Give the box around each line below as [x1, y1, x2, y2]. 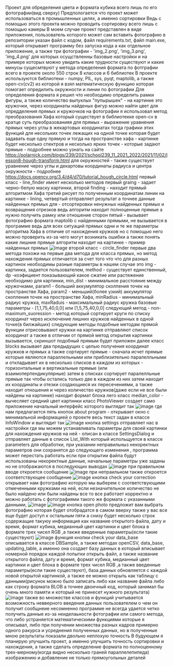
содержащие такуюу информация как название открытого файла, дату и [5, 518, 166, 524]
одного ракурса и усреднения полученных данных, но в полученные [5, 627, 158, 633]
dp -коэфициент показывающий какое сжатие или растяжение [5, 272, 144, 278]
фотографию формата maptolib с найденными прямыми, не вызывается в [5, 218, 167, 223]
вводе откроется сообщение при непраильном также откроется [5, 469, 167, 475]
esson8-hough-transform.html [5, 157, 70, 164]
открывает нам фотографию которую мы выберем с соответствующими [5, 480, 166, 485]
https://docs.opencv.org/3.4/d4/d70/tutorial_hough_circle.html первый [5, 174, 156, 179]
